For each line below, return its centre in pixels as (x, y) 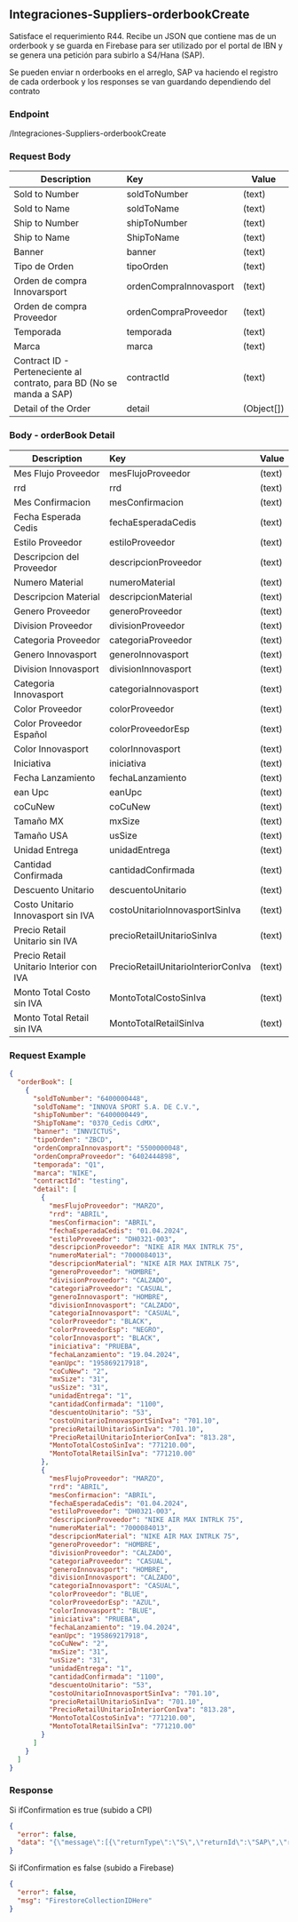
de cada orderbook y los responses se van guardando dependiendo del (140, 81)
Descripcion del (47, 556)
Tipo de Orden (43, 267)
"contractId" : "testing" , (80, 1181)
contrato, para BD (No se (66, 383)
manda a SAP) (43, 395)
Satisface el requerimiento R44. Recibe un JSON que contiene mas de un (143, 36)
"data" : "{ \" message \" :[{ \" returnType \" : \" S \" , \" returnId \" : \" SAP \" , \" (153, 1843)
